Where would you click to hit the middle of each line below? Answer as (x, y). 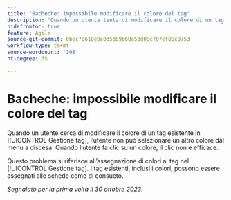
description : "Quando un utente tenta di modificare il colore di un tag (116, 20)
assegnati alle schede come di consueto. (65, 175)
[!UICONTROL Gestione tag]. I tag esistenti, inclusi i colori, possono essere (113, 168)
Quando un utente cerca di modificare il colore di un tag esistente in (104, 133)
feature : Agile (29, 33)
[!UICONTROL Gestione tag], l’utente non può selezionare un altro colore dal (116, 140)
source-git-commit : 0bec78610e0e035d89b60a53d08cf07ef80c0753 (99, 39)
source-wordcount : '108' (43, 53)
